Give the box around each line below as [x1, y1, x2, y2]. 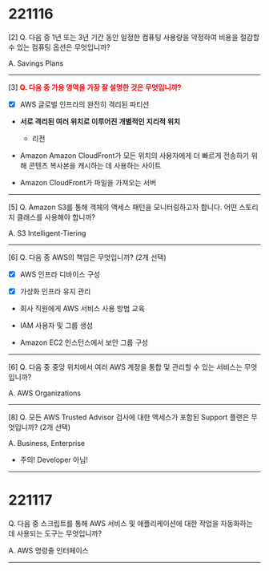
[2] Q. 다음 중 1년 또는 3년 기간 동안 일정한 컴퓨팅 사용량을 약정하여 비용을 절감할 [8, 32, 260, 42]
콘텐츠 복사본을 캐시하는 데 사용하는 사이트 [28, 161, 162, 170]
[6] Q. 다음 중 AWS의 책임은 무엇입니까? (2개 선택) [8, 253, 167, 261]
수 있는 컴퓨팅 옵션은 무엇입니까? [8, 42, 110, 52]
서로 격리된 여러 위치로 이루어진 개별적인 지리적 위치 [19, 117, 181, 126]
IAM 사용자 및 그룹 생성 [19, 321, 94, 330]
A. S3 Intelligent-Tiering [8, 229, 86, 237]
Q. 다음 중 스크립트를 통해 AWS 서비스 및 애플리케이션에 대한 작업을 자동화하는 [8, 519, 254, 528]
